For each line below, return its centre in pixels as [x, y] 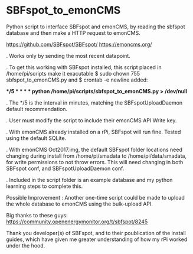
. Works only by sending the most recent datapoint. [68, 56]
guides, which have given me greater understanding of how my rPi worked [97, 239]
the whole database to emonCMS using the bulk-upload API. [80, 204]
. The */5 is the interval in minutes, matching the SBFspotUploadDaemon [94, 102]
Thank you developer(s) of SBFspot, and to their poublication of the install [96, 233]
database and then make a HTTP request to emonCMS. [73, 32]
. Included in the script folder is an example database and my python [89, 180]
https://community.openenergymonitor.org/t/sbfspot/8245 [77, 222]
